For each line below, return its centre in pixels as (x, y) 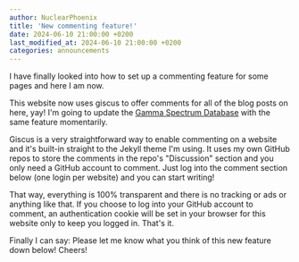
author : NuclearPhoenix (54, 17)
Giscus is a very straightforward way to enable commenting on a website (143, 139)
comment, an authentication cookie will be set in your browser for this (137, 214)
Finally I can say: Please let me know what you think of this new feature (141, 241)
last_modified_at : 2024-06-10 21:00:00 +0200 (95, 42)
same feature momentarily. (58, 123)
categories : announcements (59, 51)
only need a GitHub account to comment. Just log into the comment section (149, 168)
